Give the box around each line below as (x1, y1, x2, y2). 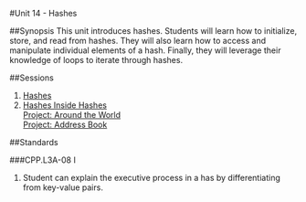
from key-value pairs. (22, 182, 103, 193)
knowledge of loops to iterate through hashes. (9, 55, 184, 65)
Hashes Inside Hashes (22, 100, 108, 111)
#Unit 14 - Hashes (9, 8, 78, 18)
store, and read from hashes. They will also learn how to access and (9, 36, 267, 46)
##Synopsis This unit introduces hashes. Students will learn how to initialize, (9, 26, 298, 36)
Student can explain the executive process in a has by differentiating (22, 173, 281, 183)
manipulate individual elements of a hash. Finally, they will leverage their (9, 45, 281, 56)
